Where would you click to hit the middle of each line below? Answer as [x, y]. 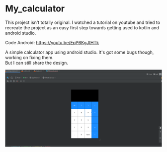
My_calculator [35, 9]
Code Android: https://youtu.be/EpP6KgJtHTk [52, 42]
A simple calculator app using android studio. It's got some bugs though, [80, 52]
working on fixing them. [29, 57]
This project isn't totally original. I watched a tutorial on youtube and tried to [83, 22]
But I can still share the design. [37, 63]
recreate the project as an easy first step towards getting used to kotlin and [82, 27]
